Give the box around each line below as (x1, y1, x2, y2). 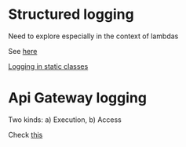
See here (8, 46, 38, 56)
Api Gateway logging (8, 89, 148, 107)
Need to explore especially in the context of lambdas (8, 31, 179, 41)
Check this (8, 130, 43, 139)
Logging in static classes (8, 61, 89, 71)
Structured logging (8, 5, 135, 23)
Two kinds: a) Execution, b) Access (8, 115, 122, 124)
